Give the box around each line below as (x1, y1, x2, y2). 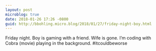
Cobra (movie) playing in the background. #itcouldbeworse (5, 40, 127, 46)
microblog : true (5, 12, 39, 17)
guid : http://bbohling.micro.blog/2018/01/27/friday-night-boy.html (5, 21, 152, 26)
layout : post (5, 7, 33, 12)
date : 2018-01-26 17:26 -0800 (5, 16, 69, 21)
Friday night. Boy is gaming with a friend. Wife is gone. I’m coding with (5, 35, 151, 41)
